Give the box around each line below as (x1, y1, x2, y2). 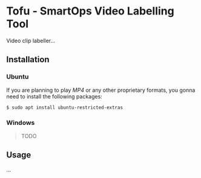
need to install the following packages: (6, 92, 103, 100)
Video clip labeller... (6, 37, 56, 44)
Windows (6, 119, 35, 127)
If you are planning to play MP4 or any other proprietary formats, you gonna (6, 86, 196, 94)
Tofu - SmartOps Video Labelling (6, 4, 174, 18)
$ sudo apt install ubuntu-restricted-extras (6, 104, 123, 110)
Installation (6, 54, 50, 65)
